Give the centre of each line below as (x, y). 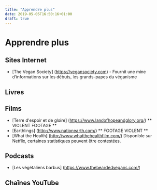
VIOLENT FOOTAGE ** (34, 125)
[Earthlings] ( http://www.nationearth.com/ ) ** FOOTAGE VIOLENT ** (80, 131)
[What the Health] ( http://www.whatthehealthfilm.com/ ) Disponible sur (82, 135)
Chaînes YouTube (32, 183)
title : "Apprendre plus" (30, 9)
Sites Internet (26, 60)
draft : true (17, 18)
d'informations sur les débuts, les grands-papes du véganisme (74, 77)
